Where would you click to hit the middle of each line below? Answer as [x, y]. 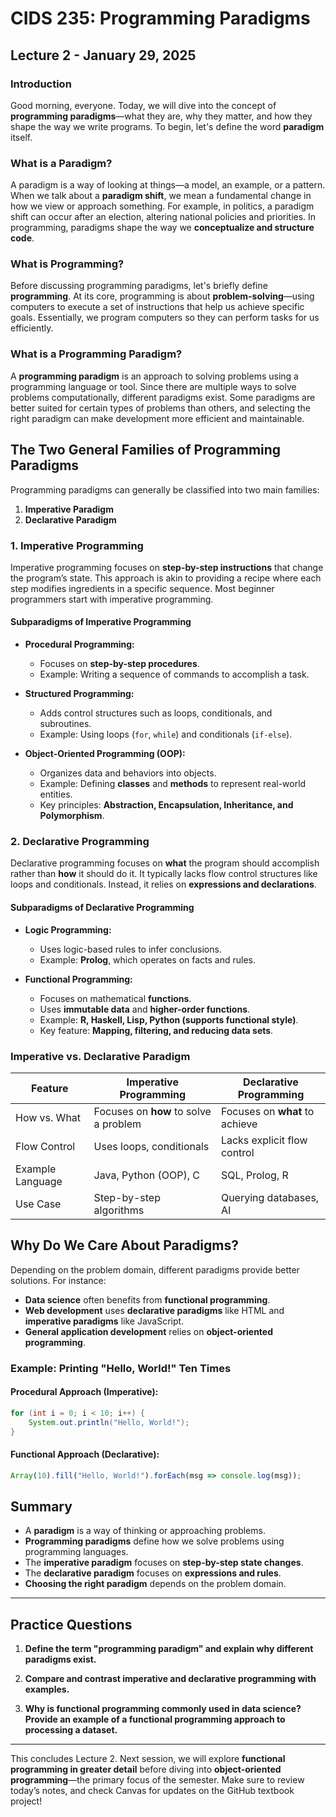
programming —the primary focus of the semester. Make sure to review [157, 1780]
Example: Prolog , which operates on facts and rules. [147, 959]
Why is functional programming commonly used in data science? [163, 1709]
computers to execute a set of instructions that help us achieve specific [157, 307]
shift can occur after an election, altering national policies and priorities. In [163, 217]
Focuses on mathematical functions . [115, 998]
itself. [21, 137]
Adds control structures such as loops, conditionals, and [156, 713]
